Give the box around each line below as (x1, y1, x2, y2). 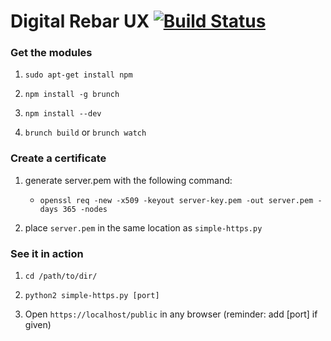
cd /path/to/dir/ (24, 271, 98, 282)
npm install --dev (24, 109, 102, 119)
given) (24, 319, 52, 331)
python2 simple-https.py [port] (24, 291, 160, 301)
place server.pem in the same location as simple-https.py (24, 221, 263, 234)
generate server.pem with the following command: (24, 174, 233, 186)
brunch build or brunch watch (24, 126, 147, 139)
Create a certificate (10, 151, 107, 165)
